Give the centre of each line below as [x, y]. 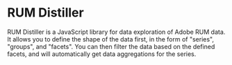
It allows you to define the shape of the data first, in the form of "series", [110, 39]
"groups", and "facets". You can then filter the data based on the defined [111, 46]
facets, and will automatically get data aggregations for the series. [102, 54]
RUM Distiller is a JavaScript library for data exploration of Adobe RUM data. [116, 32]
